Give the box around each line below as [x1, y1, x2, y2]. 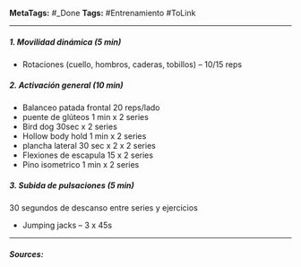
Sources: [9, 248, 44, 259]
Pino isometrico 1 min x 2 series [21, 159, 140, 169]
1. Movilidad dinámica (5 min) [9, 36, 122, 47]
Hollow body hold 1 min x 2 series [21, 130, 147, 142]
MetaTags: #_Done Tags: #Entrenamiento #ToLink [9, 8, 196, 18]
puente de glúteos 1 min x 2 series [21, 111, 150, 122]
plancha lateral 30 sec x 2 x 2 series [21, 140, 157, 151]
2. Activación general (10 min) [9, 80, 124, 90]
